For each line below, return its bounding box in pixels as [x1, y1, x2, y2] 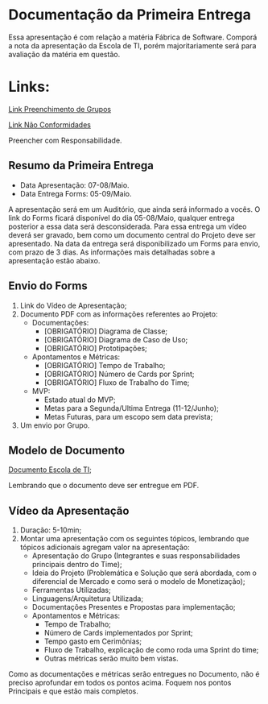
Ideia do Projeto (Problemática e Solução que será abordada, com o [31, 568, 258, 578]
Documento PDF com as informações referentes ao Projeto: [19, 309, 218, 319]
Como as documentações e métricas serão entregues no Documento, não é [8, 669, 260, 679]
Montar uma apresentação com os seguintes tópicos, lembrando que [19, 534, 249, 544]
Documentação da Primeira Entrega [8, 6, 251, 24]
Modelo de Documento [8, 443, 126, 457]
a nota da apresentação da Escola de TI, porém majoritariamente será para [8, 40, 257, 50]
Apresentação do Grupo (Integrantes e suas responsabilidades [31, 551, 241, 561]
